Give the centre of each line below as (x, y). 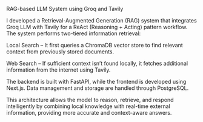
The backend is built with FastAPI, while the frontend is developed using (96, 82)
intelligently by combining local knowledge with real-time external (88, 106)
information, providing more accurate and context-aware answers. (89, 113)
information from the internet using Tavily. (58, 70)
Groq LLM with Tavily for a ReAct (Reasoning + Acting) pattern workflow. (97, 27)
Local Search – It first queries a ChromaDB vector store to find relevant (95, 45)
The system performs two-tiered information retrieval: (74, 33)
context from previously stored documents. (60, 52)
